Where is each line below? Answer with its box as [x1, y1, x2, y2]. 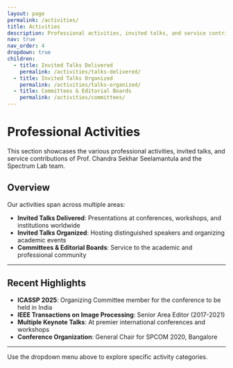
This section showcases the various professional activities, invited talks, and [7, 147, 225, 155]
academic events [17, 235, 67, 244]
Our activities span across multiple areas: [7, 200, 126, 208]
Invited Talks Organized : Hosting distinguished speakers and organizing [17, 228, 225, 237]
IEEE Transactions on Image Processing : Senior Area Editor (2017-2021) [17, 310, 225, 319]
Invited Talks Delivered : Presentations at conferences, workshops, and [17, 213, 222, 222]
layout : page [7, 10, 45, 17]
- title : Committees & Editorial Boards [13, 87, 132, 94]
